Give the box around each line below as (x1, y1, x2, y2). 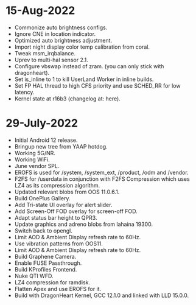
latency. (14, 88, 35, 96)
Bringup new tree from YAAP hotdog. (14, 142, 108, 150)
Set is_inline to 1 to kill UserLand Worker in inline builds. (14, 75, 154, 83)
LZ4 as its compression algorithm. (14, 181, 100, 189)
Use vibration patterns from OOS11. (14, 240, 103, 247)
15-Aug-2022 (5, 4, 75, 18)
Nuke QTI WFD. (14, 272, 54, 279)
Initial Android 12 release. (14, 136, 78, 144)
